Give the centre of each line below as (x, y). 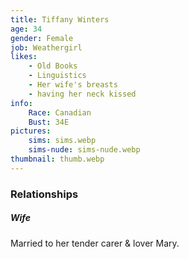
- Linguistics (57, 76)
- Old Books (53, 66)
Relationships (44, 194)
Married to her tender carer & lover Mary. (95, 243)
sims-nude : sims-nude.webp (84, 150)
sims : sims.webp (62, 141)
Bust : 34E (49, 122)
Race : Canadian (60, 112)
